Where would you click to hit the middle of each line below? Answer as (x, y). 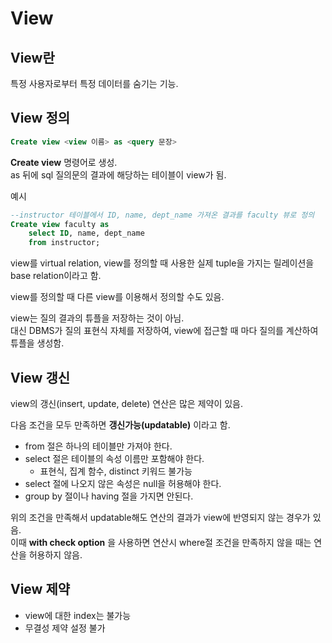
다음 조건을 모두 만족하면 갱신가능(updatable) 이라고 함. (120, 425)
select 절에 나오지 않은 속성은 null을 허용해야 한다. (123, 483)
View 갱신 (40, 377)
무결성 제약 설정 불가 (65, 628)
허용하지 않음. (55, 555)
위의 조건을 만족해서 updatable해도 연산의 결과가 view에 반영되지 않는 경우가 (160, 517)
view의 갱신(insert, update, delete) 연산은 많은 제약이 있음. (127, 403)
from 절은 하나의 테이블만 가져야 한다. (98, 446)
